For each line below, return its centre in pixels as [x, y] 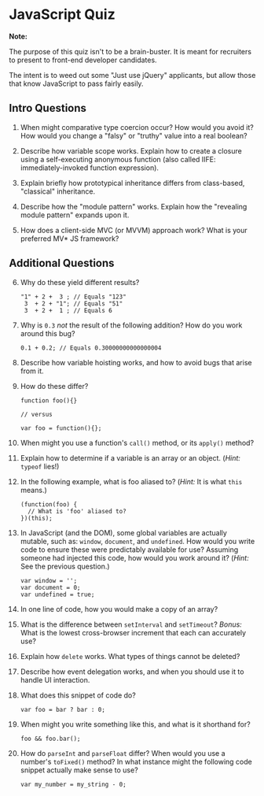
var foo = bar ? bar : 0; [62, 709]
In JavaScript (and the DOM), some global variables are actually [123, 532]
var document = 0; [50, 587]
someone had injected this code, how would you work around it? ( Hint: [135, 557]
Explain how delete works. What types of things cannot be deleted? [130, 656]
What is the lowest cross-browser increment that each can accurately [133, 632]
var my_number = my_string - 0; [73, 784]
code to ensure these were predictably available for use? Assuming [129, 550]
